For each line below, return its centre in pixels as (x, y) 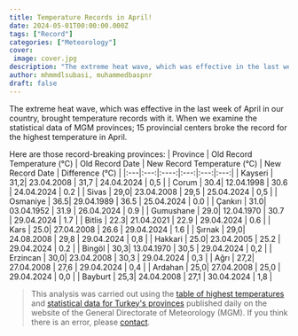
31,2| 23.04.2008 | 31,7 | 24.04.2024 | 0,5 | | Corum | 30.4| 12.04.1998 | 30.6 (149, 182)
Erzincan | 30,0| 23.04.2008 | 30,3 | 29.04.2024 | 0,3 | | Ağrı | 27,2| (132, 257)
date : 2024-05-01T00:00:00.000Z (69, 26)
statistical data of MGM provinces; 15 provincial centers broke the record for (149, 127)
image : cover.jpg (45, 59)
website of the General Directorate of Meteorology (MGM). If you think (159, 312)
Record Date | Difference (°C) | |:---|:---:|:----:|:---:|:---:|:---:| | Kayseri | (141, 173)
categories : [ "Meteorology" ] (63, 42)
